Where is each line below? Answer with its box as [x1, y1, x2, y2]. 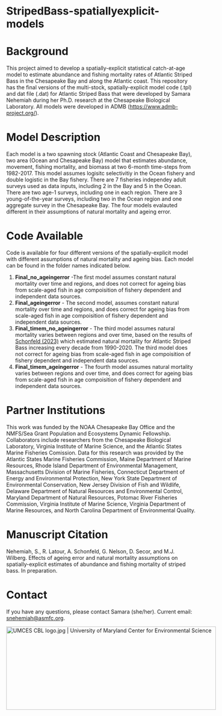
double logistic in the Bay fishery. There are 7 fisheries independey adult [6, 176, 187, 183]
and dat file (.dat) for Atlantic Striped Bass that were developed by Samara [6, 90, 191, 98]
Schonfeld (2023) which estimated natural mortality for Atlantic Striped [14, 338, 191, 345]
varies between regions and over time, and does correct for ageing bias [14, 369, 193, 377]
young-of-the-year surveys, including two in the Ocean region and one [6, 195, 182, 203]
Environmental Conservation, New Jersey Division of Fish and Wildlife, [6, 481, 180, 488]
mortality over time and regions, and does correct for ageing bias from [14, 306, 190, 313]
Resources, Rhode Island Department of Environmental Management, [6, 462, 178, 469]
